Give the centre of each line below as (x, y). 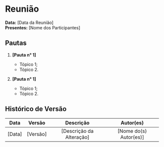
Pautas (16, 43)
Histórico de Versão (36, 109)
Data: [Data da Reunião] (29, 22)
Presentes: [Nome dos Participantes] (43, 27)
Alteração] (77, 137)
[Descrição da (77, 131)
